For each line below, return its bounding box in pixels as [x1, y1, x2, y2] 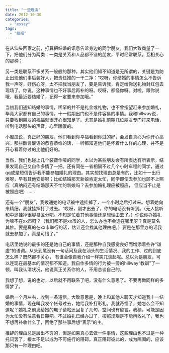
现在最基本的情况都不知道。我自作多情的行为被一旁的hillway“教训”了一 [14, 260, 160, 266]
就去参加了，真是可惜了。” [5, 231, 58, 236]
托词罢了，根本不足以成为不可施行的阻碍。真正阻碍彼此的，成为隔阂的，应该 [5, 336, 164, 342]
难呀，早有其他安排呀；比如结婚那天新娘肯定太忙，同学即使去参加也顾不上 [5, 176, 159, 182]
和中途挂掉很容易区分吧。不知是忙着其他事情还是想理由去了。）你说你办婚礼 [5, 212, 162, 218]
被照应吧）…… [5, 189, 35, 194]
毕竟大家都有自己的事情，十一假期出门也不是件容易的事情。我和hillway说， [5, 111, 161, 116]
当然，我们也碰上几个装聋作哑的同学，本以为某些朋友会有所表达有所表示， [5, 157, 159, 163]
